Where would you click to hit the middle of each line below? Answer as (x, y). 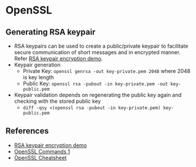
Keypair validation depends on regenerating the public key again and (98, 95)
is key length (38, 77)
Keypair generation (37, 65)
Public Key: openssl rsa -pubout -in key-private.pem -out (95, 83)
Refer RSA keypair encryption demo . (58, 59)
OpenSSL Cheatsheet (40, 158)
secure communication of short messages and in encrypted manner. (97, 52)
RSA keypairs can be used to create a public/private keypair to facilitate (101, 46)
